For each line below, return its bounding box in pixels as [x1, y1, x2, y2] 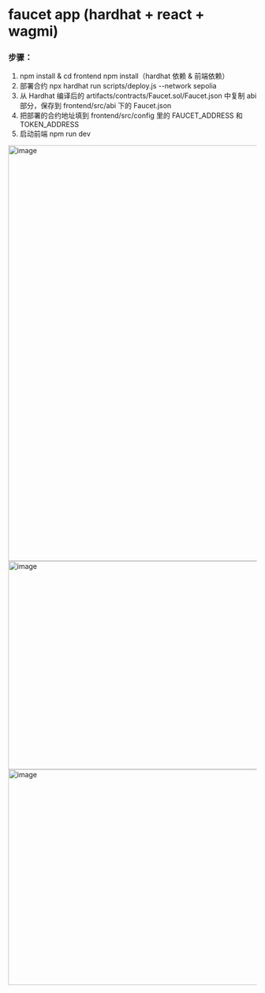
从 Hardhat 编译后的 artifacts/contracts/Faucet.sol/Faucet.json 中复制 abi [19, 91, 257, 100]
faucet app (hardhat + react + [8, 6, 205, 24]
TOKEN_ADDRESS [19, 120, 80, 130]
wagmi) [8, 22, 59, 40]
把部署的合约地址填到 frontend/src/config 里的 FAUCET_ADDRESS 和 [19, 111, 243, 120]
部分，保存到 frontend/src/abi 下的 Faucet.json [19, 101, 172, 111]
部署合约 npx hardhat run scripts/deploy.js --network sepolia [19, 81, 217, 91]
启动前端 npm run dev [19, 129, 91, 139]
